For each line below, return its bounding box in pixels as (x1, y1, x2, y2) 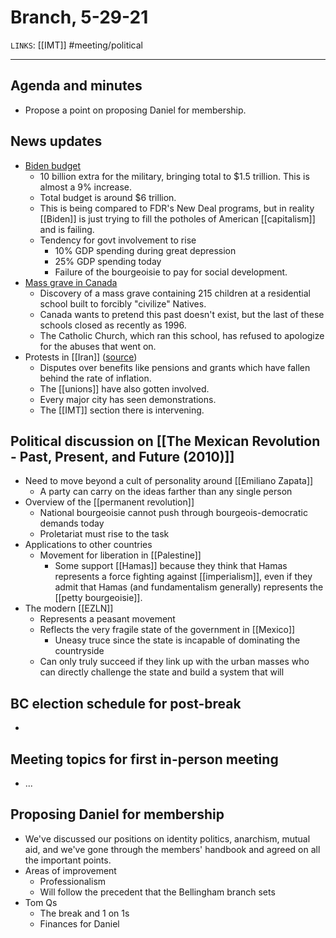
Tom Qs (24, 896, 58, 908)
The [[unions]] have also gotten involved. (39, 382, 210, 395)
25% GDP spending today (54, 255, 162, 267)
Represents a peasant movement (39, 613, 176, 625)
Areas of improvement (24, 864, 117, 876)
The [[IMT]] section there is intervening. (39, 404, 205, 416)
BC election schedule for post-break (10, 695, 242, 712)
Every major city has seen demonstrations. (39, 393, 217, 405)
